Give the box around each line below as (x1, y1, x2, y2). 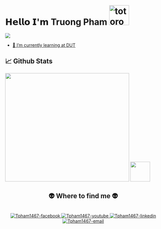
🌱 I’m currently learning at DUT (12, 42, 76, 48)
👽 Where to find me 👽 (49, 192, 118, 200)
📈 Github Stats (5, 57, 53, 65)
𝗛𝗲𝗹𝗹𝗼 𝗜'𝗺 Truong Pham (5, 16, 107, 28)
